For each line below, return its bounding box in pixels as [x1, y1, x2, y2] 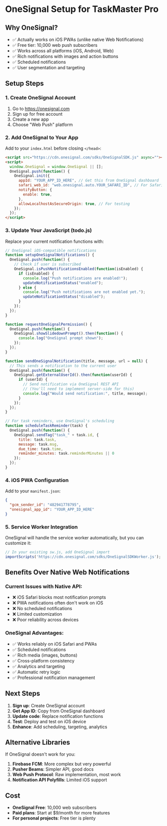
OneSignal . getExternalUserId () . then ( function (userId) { [14, 372, 133, 377]
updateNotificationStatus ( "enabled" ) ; [23, 280, 103, 285]
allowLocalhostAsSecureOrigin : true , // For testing [18, 201, 130, 206]
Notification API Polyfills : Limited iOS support [12, 777, 107, 783]
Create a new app [12, 116, 49, 122]
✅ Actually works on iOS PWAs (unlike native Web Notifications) [12, 36, 144, 42]
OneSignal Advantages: [5, 630, 64, 637]
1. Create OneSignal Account [5, 94, 76, 101]
